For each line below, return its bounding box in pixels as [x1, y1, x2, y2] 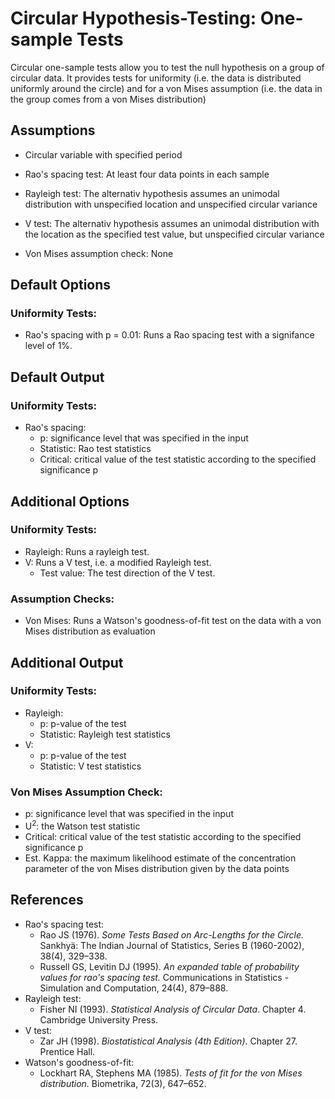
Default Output [10, 368, 105, 386]
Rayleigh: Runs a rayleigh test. [24, 545, 150, 557]
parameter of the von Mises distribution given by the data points [24, 862, 290, 874]
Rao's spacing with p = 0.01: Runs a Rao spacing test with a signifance [24, 329, 315, 341]
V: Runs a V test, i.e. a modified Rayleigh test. [24, 556, 212, 568]
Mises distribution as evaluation [24, 625, 156, 637]
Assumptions [10, 122, 96, 139]
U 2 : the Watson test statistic [24, 818, 141, 832]
